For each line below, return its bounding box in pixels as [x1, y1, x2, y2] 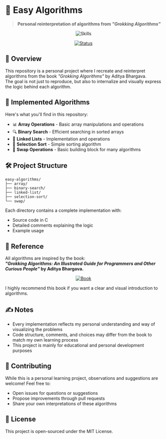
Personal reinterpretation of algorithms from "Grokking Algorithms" [17, 21, 161, 27]
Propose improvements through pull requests [12, 395, 105, 401]
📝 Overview [5, 55, 42, 63]
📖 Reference [5, 242, 44, 251]
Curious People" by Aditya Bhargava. [5, 266, 84, 272]
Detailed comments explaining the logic [12, 222, 93, 228]
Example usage [12, 228, 44, 234]
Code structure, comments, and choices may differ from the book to [12, 332, 153, 338]
